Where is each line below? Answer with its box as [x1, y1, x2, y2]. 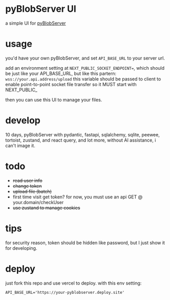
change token [12, 183, 42, 189]
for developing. [5, 245, 37, 251]
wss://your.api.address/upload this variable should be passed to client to [5, 75, 161, 82]
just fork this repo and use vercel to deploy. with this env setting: [5, 280, 142, 286]
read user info [12, 177, 42, 184]
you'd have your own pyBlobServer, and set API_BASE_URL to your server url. [5, 55, 165, 61]
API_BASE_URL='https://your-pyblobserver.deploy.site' [5, 290, 125, 295]
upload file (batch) [12, 188, 52, 194]
